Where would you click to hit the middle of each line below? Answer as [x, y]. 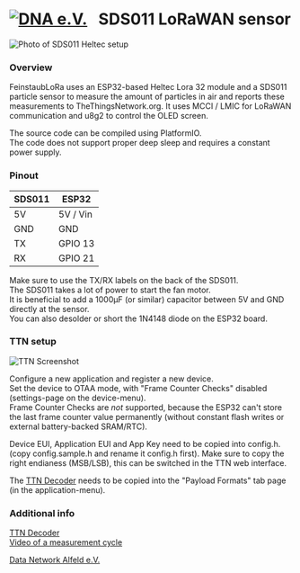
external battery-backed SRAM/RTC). [79, 426]
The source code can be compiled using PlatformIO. [106, 133]
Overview [31, 67]
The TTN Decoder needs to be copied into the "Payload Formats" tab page [148, 480]
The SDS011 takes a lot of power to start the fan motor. [110, 290]
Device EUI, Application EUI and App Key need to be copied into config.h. [145, 443]
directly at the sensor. [49, 309]
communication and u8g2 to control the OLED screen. [109, 116]
